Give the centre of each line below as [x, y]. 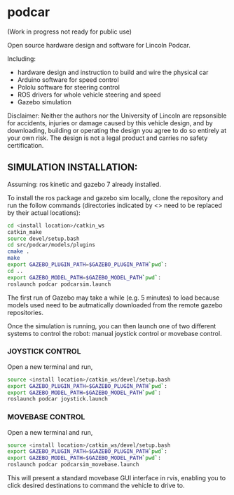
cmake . [19, 252]
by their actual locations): [44, 212]
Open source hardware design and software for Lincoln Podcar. [99, 45]
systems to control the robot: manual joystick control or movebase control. [115, 333]
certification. [26, 145]
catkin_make [25, 232]
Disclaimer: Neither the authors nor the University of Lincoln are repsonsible [117, 116]
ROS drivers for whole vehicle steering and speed [89, 95]
